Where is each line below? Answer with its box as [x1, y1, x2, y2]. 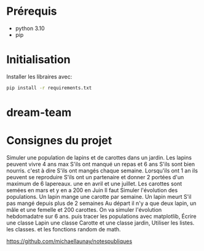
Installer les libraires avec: [6, 72, 73, 80]
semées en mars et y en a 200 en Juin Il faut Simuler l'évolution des [6, 186, 178, 194]
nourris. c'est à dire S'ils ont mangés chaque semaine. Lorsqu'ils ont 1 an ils [6, 167, 198, 174]
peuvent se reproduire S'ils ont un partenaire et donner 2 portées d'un [6, 173, 184, 180]
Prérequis [6, 4, 57, 18]
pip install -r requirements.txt [6, 85, 92, 91]
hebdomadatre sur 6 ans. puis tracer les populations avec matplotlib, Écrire [6, 212, 197, 220]
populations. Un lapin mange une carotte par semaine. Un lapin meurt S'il [6, 193, 192, 200]
